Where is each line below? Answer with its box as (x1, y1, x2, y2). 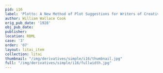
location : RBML (5, 34, 36, 39)
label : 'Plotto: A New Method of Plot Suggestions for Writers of (5, 12, 142, 16)
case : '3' (5, 38, 25, 43)
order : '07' (5, 43, 29, 48)
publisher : (5, 29, 27, 34)
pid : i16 (5, 7, 23, 12)
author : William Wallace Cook (5, 16, 66, 21)
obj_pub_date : (5, 25, 34, 30)
